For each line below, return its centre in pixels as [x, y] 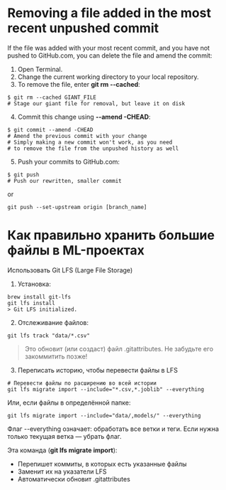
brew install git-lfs [39, 297]
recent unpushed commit [83, 28]
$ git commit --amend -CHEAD [50, 129]
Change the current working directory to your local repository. [108, 77]
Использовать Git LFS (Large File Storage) [70, 270]
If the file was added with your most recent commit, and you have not [109, 48]
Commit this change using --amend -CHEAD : [84, 117]
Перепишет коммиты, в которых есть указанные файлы [102, 464]
